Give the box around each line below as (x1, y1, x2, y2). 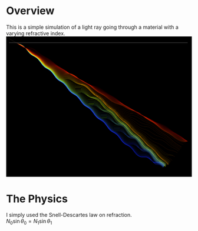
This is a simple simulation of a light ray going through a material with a (6, 24, 179, 31)
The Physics (6, 192, 68, 205)
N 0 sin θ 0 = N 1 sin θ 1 (6, 217, 52, 226)
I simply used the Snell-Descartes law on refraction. (6, 212, 133, 219)
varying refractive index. (6, 29, 66, 36)
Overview (6, 4, 55, 18)
